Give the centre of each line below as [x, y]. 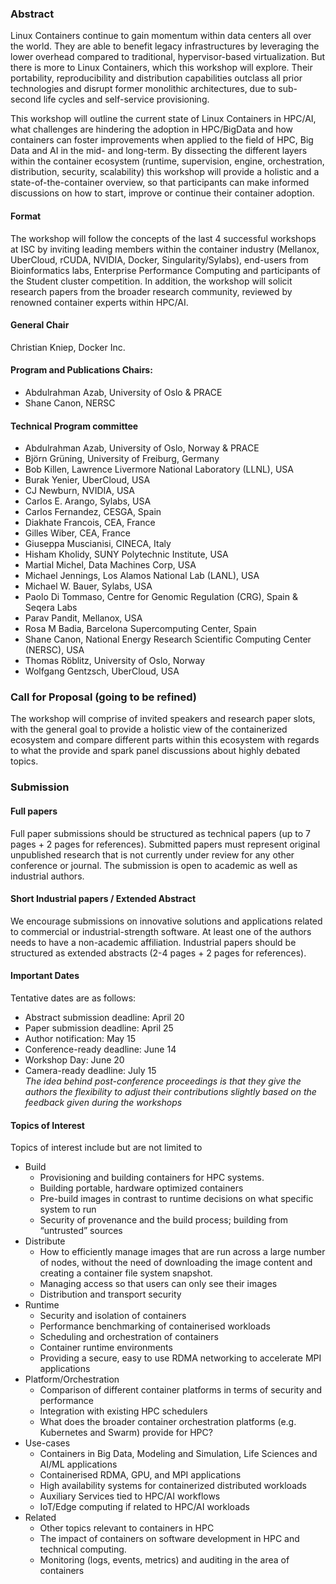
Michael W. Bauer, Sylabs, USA [88, 586]
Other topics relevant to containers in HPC [127, 1528]
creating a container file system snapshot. [126, 1273]
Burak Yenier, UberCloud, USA [87, 480]
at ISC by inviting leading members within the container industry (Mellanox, [165, 249]
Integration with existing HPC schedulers [123, 1411]
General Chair [40, 325]
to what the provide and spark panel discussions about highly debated [155, 751]
